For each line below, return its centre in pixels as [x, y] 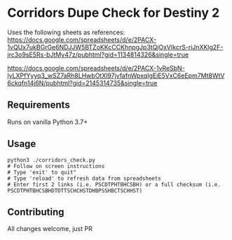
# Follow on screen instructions [56, 166]
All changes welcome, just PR [50, 229]
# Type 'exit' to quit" [42, 172]
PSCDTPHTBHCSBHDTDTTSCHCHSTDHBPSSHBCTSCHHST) [75, 190]
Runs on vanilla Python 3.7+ [48, 122]
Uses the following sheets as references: [66, 32]
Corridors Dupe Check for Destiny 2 [114, 13]
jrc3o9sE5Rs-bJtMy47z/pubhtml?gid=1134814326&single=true [98, 55]
